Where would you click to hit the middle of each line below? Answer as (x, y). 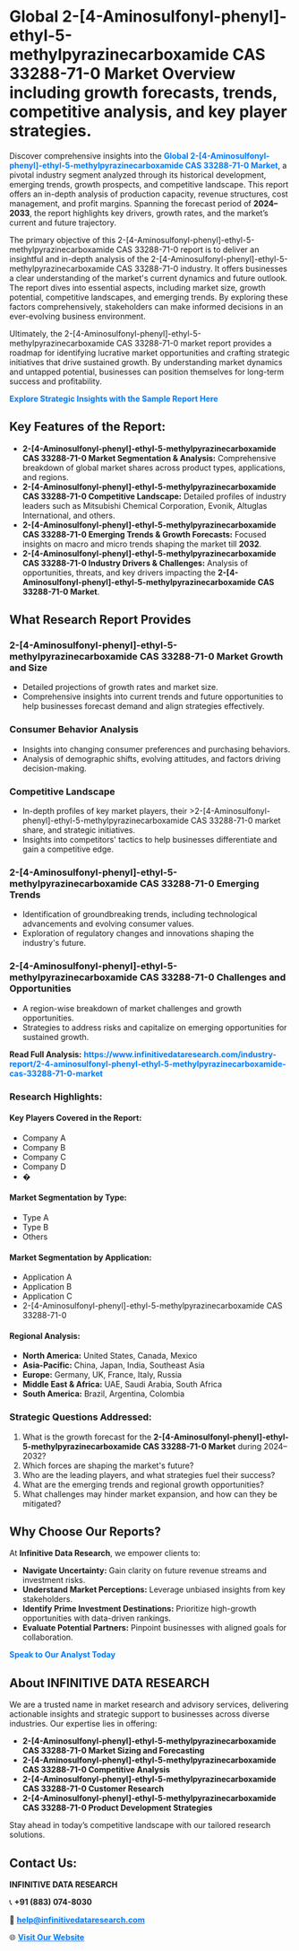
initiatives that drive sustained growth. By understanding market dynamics (146, 362)
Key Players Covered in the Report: (76, 1118)
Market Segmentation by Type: (68, 1198)
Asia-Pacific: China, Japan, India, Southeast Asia (114, 1365)
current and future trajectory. (63, 223)
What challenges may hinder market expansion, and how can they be (149, 1494)
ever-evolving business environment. (77, 316)
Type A (35, 1217)
